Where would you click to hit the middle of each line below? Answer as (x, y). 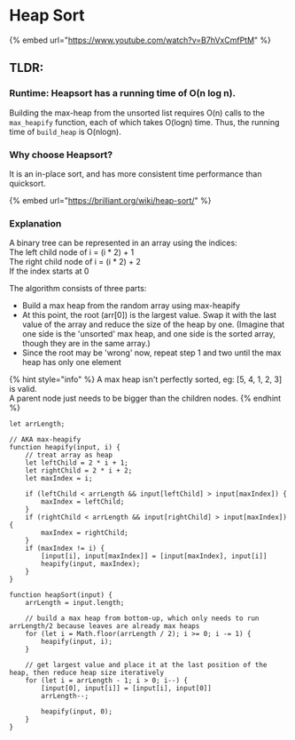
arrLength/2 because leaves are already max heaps (105, 626)
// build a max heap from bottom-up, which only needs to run (142, 618)
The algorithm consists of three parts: (78, 289)
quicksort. (27, 183)
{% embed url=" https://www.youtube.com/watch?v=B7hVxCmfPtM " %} (140, 40)
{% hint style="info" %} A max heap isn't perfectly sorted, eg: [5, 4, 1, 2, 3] (145, 379)
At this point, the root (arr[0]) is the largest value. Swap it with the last (149, 315)
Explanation (35, 223)
